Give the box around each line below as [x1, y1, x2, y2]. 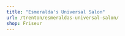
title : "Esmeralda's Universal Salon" [6, 9, 105, 15]
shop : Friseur [6, 20, 43, 26]
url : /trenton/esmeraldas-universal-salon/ [6, 15, 119, 21]
